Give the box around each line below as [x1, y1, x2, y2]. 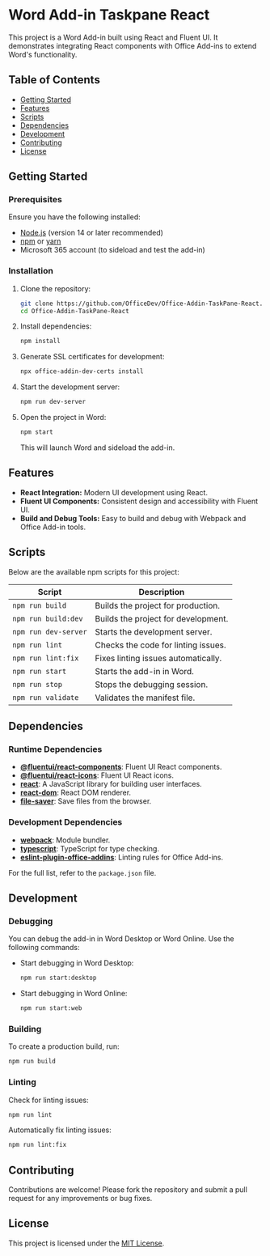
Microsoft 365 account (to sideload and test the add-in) [19, 245, 206, 255]
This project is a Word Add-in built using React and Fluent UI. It [8, 32, 218, 42]
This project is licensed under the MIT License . [8, 1238, 165, 1248]
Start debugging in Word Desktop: [19, 958, 134, 968]
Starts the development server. [95, 626, 213, 637]
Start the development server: [19, 382, 120, 392]
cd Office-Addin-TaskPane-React [19, 307, 129, 315]
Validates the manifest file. [95, 692, 196, 703]
